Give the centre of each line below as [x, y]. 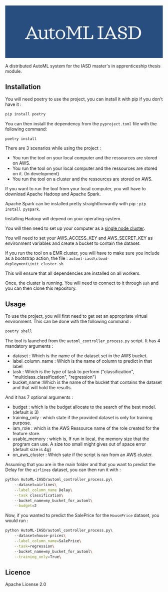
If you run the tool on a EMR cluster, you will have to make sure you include [82, 253]
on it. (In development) [36, 174]
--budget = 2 [25, 506]
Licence [18, 572]
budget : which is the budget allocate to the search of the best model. [84, 407]
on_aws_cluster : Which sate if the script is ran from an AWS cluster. [82, 455]
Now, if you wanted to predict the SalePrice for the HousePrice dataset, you [82, 516]
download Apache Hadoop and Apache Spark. [53, 194]
